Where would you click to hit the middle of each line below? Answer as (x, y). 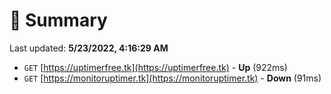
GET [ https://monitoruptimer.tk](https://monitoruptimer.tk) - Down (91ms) (172, 78)
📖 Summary (58, 20)
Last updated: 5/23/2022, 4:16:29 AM (89, 48)
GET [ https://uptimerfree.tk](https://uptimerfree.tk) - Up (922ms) (155, 67)
